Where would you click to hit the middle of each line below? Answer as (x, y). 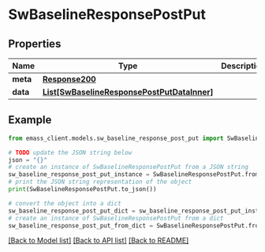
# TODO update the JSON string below (70, 152)
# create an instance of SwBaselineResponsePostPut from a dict (116, 218)
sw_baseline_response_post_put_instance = (79, 175)
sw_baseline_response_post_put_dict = (72, 211)
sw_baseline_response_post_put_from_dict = (81, 226)
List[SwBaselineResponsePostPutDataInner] (128, 92)
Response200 (69, 79)
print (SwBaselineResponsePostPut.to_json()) (82, 190)
